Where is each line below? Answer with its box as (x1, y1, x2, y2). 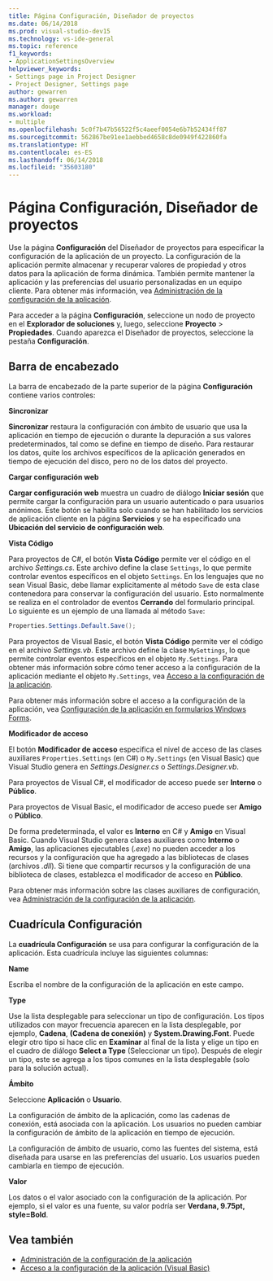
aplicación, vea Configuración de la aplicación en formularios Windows (8, 704, 246, 713)
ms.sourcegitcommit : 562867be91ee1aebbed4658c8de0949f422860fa (8, 133, 227, 141)
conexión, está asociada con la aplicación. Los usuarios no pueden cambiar (8, 1119, 262, 1129)
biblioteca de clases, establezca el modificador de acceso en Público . (8, 869, 244, 880)
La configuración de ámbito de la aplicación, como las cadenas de (8, 1110, 231, 1120)
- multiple (8, 118, 45, 126)
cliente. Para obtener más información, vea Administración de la (8, 286, 223, 296)
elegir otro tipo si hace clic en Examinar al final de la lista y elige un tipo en (8, 1037, 259, 1046)
